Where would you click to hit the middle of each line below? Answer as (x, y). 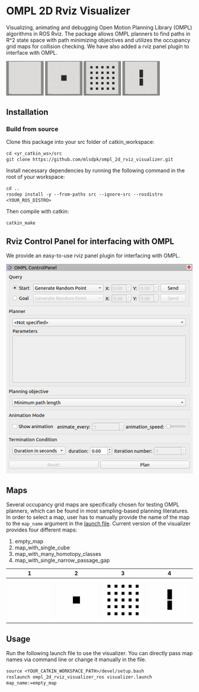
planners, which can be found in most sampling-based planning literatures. (98, 511)
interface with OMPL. (32, 52)
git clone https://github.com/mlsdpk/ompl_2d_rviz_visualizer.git (90, 160)
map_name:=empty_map (32, 683)
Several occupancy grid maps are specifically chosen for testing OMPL (93, 504)
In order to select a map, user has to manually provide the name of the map (98, 517)
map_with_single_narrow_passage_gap (62, 560)
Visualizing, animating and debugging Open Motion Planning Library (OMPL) (99, 27)
